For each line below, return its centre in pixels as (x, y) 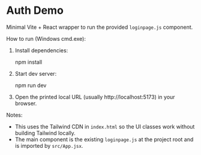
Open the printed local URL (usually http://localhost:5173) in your (95, 97)
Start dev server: (36, 73)
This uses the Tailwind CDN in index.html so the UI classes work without (105, 126)
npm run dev (31, 85)
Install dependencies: (41, 50)
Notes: (14, 115)
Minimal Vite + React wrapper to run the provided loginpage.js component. (100, 27)
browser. (26, 103)
